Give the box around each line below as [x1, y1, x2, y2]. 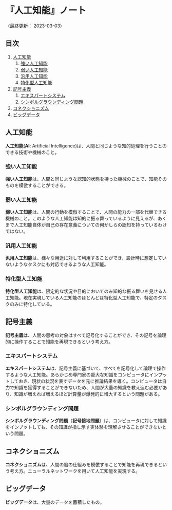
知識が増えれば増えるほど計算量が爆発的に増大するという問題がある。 [14, 391, 163, 397]
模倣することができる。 [18, 182, 68, 188]
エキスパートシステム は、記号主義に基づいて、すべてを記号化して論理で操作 [5, 365, 166, 371]
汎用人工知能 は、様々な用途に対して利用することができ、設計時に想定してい [5, 255, 167, 261]
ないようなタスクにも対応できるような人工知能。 [5, 261, 109, 268]
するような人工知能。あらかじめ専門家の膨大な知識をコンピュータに [5, 371, 149, 377]
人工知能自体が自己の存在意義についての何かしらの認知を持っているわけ [14, 222, 167, 228]
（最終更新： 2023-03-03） [5, 23, 65, 29]
